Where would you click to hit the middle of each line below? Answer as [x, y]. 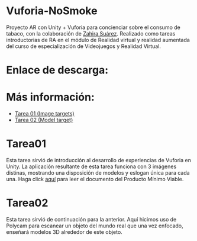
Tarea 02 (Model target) [44, 120]
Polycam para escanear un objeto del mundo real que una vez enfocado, [95, 226]
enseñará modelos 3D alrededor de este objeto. [64, 232]
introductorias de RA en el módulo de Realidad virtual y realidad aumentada [98, 40]
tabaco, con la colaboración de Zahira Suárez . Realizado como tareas [91, 33]
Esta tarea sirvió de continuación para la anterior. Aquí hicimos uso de [91, 219]
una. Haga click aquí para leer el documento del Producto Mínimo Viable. [95, 179]
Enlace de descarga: [57, 70]
